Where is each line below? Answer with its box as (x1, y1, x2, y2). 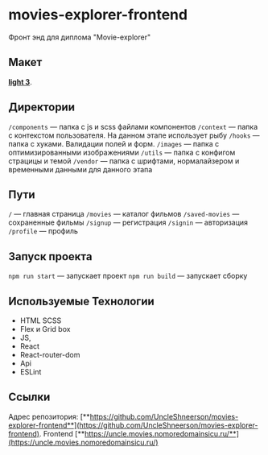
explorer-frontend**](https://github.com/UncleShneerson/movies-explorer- (8, 420, 259, 430)
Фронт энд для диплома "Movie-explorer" (8, 32, 151, 42)
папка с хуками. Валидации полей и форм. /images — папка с (8, 139, 220, 148)
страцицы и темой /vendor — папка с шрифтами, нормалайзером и (8, 155, 240, 166)
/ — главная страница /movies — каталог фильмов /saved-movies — (8, 209, 240, 219)
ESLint (19, 367, 42, 376)
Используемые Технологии (8, 294, 155, 308)
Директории (8, 101, 75, 114)
